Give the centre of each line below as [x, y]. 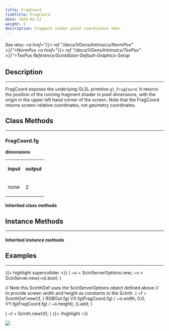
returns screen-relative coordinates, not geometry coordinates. [71, 105]
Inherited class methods [31, 205]
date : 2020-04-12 [23, 19]
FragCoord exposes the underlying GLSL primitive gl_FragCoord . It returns [82, 89]
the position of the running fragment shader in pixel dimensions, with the [80, 94]
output [33, 169]
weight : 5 [16, 24]
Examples [21, 256]
